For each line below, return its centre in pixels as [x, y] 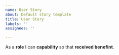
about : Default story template [38, 14]
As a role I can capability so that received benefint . [60, 47]
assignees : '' [20, 28]
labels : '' [17, 24]
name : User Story [24, 10]
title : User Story [25, 19]
